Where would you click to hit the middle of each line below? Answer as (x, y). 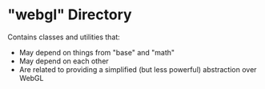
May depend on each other (64, 61)
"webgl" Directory (70, 15)
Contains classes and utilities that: (64, 37)
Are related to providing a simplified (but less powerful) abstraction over (138, 69)
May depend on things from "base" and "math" (97, 52)
